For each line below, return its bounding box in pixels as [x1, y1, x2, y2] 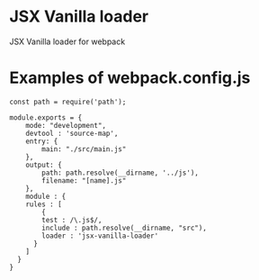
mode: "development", [25, 121, 106, 130]
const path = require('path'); [9, 97, 127, 106]
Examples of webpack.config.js [9, 68, 251, 88]
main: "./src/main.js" [41, 144, 127, 154]
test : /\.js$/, [41, 215, 103, 224]
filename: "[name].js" [41, 176, 127, 185]
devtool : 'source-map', [25, 129, 119, 138]
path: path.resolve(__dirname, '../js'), [41, 168, 200, 177]
